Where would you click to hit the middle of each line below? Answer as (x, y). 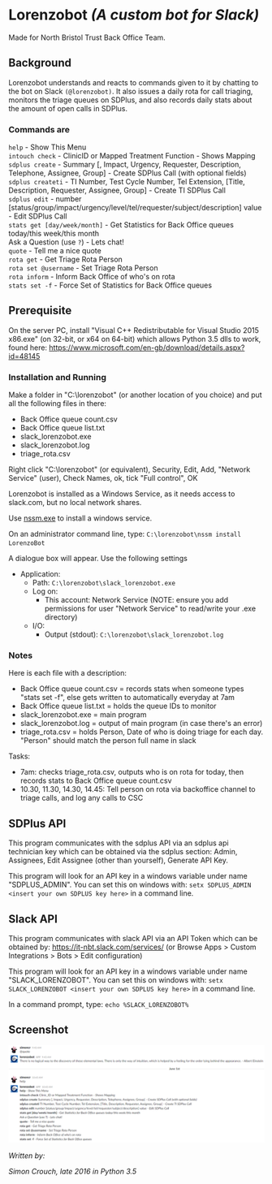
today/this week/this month (54, 234)
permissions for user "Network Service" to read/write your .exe (150, 609)
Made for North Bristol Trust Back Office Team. (87, 37)
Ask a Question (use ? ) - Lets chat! (66, 242)
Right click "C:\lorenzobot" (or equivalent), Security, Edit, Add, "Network (130, 469)
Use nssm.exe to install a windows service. (80, 518)
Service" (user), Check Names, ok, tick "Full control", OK (103, 478)
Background (40, 63)
